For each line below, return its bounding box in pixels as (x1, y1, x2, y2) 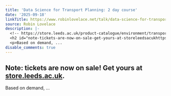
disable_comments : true (5, 45, 56, 50)
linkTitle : (5, 17, 28, 22)
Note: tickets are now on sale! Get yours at (5, 64, 142, 72)
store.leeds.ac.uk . (5, 72, 65, 80)
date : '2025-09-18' (5, 12, 47, 17)
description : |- (5, 26, 40, 31)
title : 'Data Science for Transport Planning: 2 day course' (5, 7, 138, 13)
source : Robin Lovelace (5, 21, 56, 27)
